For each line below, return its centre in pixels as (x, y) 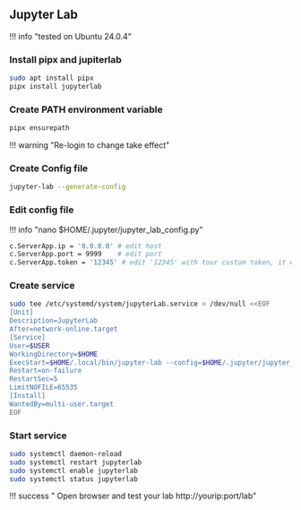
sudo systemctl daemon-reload (66, 454)
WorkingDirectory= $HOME (54, 354)
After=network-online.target (64, 329)
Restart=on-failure (46, 371)
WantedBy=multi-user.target (62, 404)
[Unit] (21, 313)
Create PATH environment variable (86, 109)
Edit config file (42, 210)
